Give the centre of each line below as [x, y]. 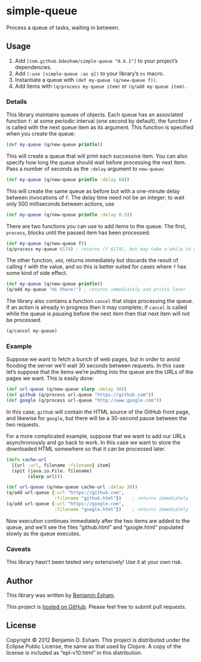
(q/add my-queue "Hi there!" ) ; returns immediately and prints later [96, 290]
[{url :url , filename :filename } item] [61, 465]
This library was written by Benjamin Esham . [61, 595]
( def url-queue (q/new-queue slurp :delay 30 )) [67, 390]
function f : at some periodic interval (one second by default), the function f [99, 121]
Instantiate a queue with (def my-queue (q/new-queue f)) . [86, 79]
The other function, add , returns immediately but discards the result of [92, 260]
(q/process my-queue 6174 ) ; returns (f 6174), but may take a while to [99, 249]
